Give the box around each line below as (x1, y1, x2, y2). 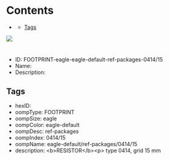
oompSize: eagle (14, 115, 57, 122)
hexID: (14, 102, 31, 109)
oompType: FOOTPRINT (14, 108, 75, 115)
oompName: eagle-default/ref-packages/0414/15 (14, 140, 138, 147)
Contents (6, 4, 54, 17)
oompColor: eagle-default (14, 121, 80, 128)
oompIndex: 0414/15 (14, 134, 66, 141)
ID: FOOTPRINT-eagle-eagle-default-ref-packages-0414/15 (14, 56, 163, 63)
